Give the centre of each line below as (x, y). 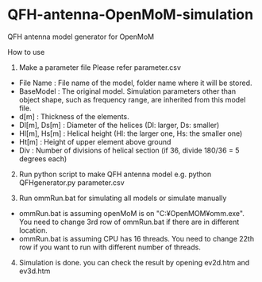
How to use (26, 52)
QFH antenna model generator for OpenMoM (81, 37)
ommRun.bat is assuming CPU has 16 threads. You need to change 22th (137, 238)
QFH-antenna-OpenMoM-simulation (131, 15)
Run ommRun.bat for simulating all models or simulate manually (123, 198)
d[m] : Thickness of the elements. (74, 116)
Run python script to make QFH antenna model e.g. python (115, 174)
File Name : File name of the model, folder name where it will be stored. (135, 83)
